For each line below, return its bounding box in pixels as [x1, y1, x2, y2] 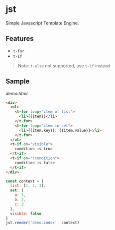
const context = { [5, 179, 44, 184]
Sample [5, 77, 30, 86]
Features [5, 34, 34, 43]
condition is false [14, 160, 55, 165]
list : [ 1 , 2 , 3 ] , [10, 183, 46, 188]
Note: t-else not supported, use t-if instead [17, 62, 111, 68]
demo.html [5, 90, 28, 96]
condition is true [14, 146, 53, 152]
